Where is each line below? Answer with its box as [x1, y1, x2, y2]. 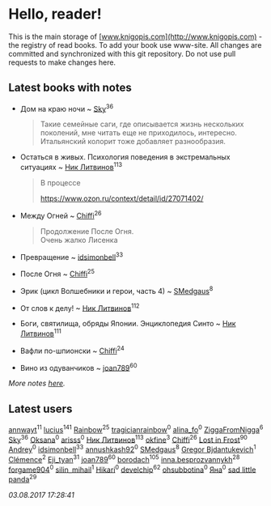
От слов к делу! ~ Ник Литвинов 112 [19, 301, 140, 313]
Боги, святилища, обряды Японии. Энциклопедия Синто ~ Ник [19, 319, 236, 329]
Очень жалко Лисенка [40, 235, 119, 244]
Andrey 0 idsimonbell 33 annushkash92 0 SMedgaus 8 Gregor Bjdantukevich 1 [8, 443, 256, 454]
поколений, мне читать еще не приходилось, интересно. [40, 128, 237, 138]
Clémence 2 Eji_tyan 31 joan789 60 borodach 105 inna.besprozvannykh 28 [8, 453, 240, 464]
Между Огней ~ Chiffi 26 [19, 210, 103, 220]
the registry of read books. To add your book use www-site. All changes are [8, 40, 262, 49]
